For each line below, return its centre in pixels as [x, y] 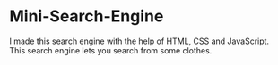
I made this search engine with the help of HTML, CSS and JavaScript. [139, 41]
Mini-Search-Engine [87, 16]
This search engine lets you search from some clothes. [111, 50]
